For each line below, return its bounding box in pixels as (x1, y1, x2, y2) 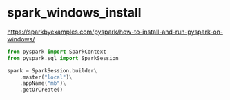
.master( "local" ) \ (19, 74, 73, 81)
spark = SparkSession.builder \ (7, 67, 97, 74)
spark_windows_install (7, 5, 142, 21)
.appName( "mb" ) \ (19, 80, 67, 87)
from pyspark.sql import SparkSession (7, 54, 119, 61)
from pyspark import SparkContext (7, 48, 107, 55)
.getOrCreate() (19, 86, 64, 94)
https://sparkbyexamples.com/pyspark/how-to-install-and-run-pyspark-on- (7, 28, 223, 36)
